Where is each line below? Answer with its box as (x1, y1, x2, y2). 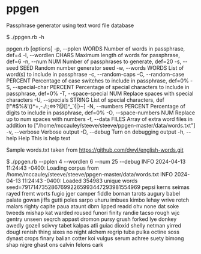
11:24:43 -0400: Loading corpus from (6, 164, 99, 172)
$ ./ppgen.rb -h (6, 33, 44, 40)
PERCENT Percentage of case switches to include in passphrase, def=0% (6, 77, 189, 84)
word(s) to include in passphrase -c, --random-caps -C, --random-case (6, 70, 185, 78)
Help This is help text (18, 134, 71, 141)
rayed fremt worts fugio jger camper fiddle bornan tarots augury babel (6, 190, 181, 197)
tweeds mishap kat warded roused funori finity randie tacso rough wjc (6, 209, 180, 216)
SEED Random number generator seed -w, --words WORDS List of (20, 64, 184, 71)
